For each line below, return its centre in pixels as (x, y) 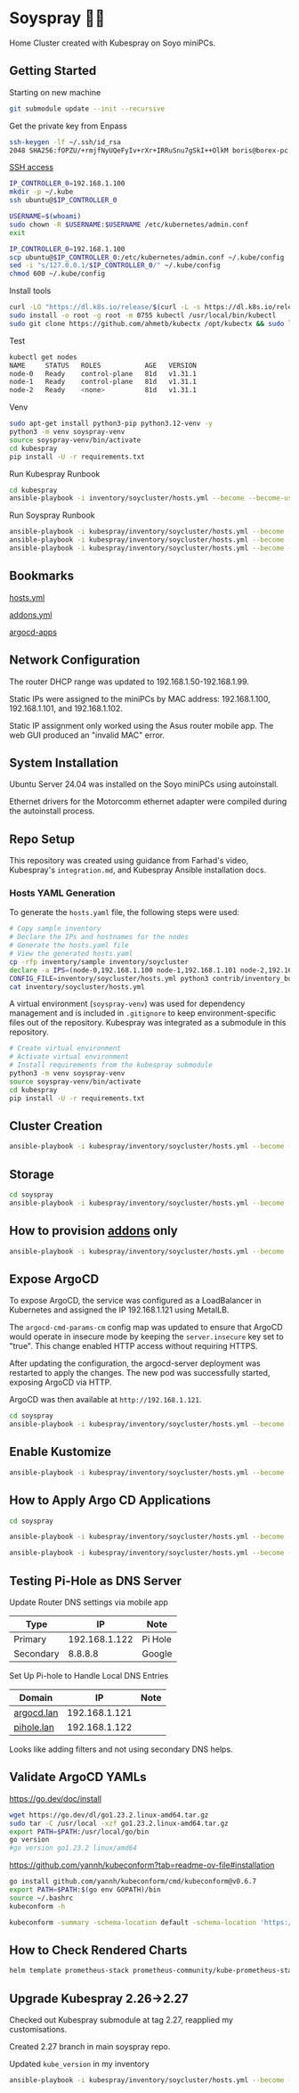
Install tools (30, 291)
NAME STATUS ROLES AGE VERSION (103, 365)
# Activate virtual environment (69, 1057)
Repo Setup (42, 839)
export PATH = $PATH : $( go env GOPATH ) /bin (85, 1890)
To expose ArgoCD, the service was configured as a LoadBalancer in (135, 1301)
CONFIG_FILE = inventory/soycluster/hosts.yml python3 (109, 978)
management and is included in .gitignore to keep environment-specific (142, 1013)
